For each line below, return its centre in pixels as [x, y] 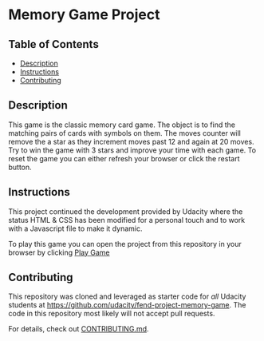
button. [20, 167]
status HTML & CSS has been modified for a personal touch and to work [127, 220]
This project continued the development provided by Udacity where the [126, 211]
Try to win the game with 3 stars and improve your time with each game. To [132, 150]
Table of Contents [54, 44]
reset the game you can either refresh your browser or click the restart [124, 158]
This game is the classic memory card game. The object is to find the [122, 125]
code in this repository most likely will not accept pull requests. [112, 314]
